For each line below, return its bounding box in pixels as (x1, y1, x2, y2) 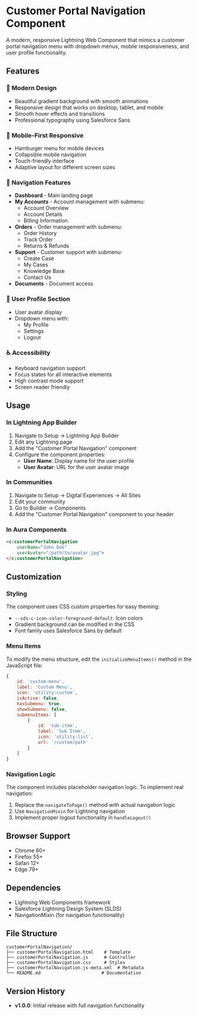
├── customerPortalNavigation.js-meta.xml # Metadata (6, 965, 144, 971)
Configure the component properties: (14, 451, 106, 458)
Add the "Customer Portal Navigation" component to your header (14, 510, 174, 517)
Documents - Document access (14, 280, 93, 287)
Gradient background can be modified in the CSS (14, 621, 135, 628)
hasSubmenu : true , (17, 701, 62, 707)
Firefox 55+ (14, 853, 43, 860)
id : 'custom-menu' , (17, 679, 65, 685)
